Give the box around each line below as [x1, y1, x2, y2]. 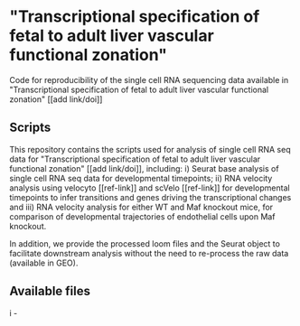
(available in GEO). [9, 257, 79, 268]
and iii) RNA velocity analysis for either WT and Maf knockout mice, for [9, 201, 274, 212]
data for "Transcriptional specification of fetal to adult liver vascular [9, 154, 261, 164]
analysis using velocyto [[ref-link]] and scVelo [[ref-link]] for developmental [9, 182, 291, 193]
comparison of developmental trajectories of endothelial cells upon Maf [9, 210, 276, 222]
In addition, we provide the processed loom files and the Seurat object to [9, 238, 280, 249]
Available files [9, 284, 91, 299]
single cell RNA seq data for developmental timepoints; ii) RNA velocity [9, 172, 273, 183]
